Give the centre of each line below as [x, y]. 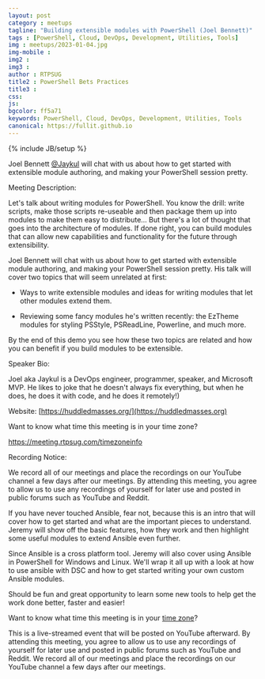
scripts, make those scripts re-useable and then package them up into [123, 211]
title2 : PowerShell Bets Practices [68, 82]
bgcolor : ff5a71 [35, 112]
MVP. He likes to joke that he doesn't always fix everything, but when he [126, 387]
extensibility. [29, 245]
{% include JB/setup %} [47, 148]
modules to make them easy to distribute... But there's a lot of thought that [129, 219]
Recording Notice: [38, 457]
